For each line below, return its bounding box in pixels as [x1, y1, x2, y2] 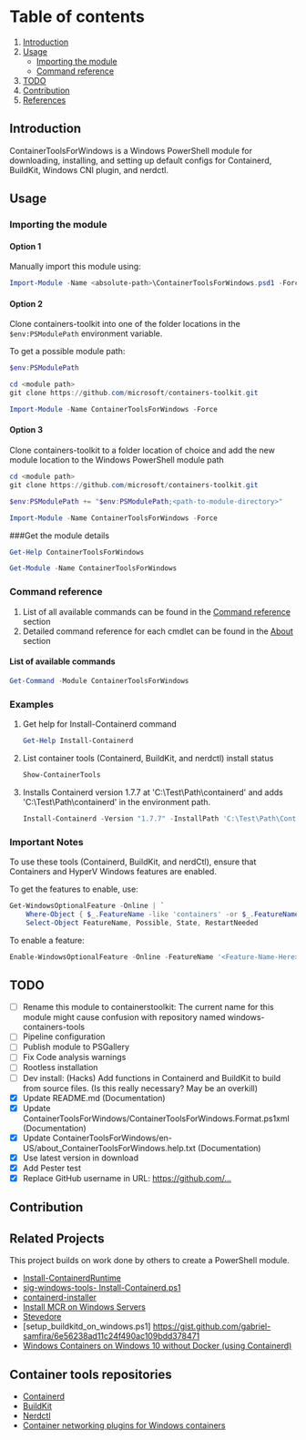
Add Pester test [22, 1162, 82, 1173]
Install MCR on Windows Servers [22, 1302, 146, 1312]
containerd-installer [22, 1292, 97, 1303]
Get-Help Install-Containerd [22, 736, 134, 745]
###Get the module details [9, 530, 110, 541]
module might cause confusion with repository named [22, 1012, 226, 1023]
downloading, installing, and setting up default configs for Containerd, [9, 155, 272, 166]
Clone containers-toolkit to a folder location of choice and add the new [9, 444, 275, 456]
